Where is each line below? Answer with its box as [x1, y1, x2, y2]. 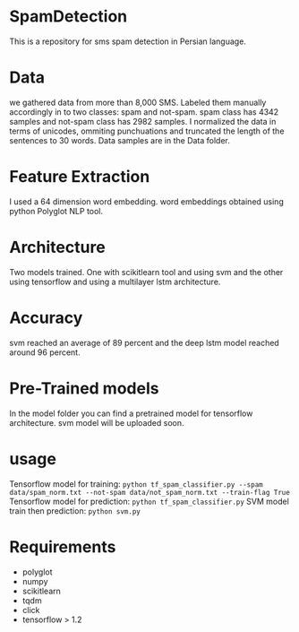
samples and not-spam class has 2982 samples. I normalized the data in [9, 116, 277, 126]
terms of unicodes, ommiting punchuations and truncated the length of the [9, 126, 285, 136]
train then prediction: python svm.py [9, 505, 141, 516]
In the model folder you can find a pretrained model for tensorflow [9, 408, 253, 419]
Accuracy [9, 307, 83, 328]
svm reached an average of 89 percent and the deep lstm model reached [9, 337, 279, 348]
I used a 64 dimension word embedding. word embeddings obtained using [9, 195, 284, 207]
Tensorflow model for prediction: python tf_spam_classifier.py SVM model [9, 496, 289, 506]
